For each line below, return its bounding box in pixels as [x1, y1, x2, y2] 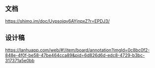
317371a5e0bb [5, 57, 35, 63]
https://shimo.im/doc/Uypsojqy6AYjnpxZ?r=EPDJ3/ [5, 18, 110, 24]
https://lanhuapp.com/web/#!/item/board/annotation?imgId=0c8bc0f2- [5, 47, 150, 53]
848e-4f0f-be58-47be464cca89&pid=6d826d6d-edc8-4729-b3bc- [5, 52, 145, 58]
